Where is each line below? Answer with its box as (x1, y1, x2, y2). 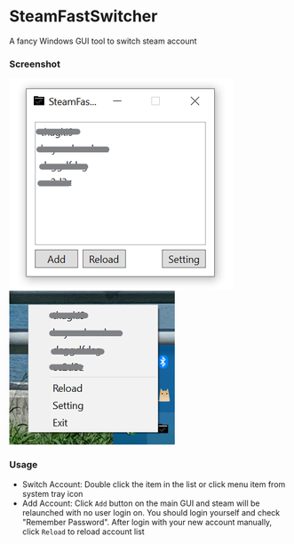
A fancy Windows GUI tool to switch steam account (9, 36, 197, 46)
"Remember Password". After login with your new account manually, (21, 516, 273, 527)
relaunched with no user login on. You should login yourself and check (21, 507, 281, 517)
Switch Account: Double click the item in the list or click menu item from (21, 478, 286, 490)
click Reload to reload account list (21, 526, 145, 537)
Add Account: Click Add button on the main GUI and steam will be (21, 498, 260, 508)
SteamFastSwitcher (9, 6, 158, 27)
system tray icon (21, 488, 83, 499)
